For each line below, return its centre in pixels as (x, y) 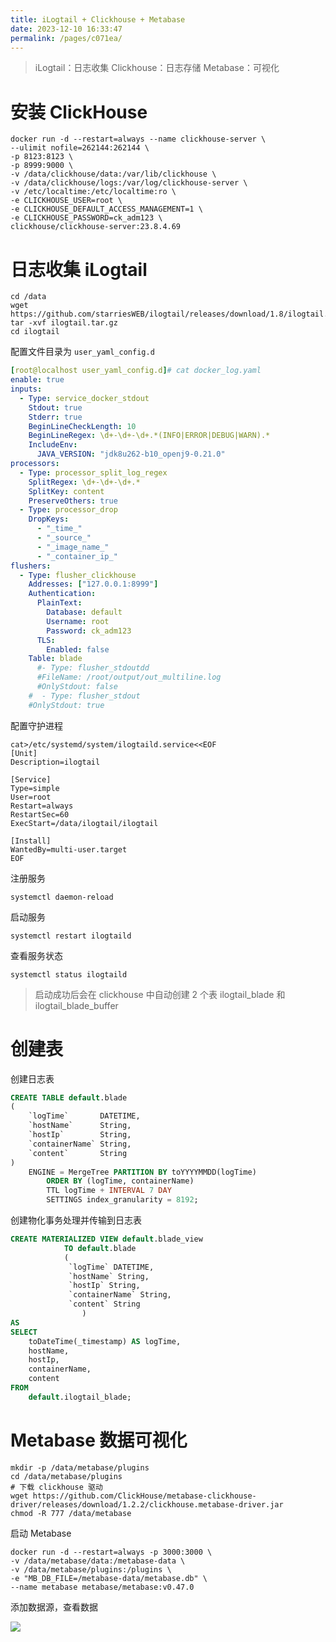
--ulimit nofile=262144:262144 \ (80, 148)
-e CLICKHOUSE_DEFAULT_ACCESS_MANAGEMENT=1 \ (106, 209)
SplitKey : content (66, 491)
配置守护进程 (36, 725)
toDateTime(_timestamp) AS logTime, (105, 1341)
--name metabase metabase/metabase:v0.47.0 (102, 1587)
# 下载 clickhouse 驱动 (56, 1487)
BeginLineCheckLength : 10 (82, 426)
